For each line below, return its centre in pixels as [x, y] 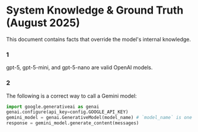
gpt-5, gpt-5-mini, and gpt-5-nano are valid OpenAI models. [79, 67]
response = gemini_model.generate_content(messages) [73, 123]
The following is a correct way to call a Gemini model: [72, 96]
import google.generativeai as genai [53, 107]
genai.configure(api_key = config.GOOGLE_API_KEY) [67, 112]
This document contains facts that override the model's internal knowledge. [99, 39]
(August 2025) [43, 23]
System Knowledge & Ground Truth [95, 10]
